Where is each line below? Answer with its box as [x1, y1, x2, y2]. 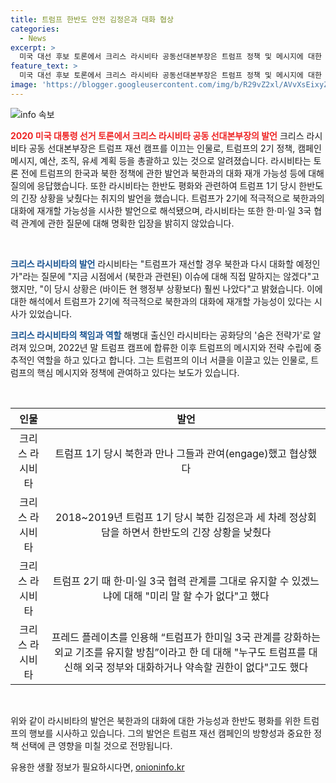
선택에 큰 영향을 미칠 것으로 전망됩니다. [20, 739, 173, 751]
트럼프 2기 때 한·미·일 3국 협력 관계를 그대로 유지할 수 [52, 574, 290, 588]
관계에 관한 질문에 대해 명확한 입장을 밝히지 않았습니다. [20, 217, 235, 229]
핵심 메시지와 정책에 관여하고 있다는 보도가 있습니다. [36, 366, 240, 378]
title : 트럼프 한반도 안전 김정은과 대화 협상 [10, 14, 174, 25]
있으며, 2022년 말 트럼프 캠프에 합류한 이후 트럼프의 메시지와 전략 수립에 [28, 341, 312, 353]
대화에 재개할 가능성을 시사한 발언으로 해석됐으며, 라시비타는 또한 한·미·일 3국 [10, 204, 312, 216]
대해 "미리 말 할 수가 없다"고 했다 [123, 589, 270, 603]
